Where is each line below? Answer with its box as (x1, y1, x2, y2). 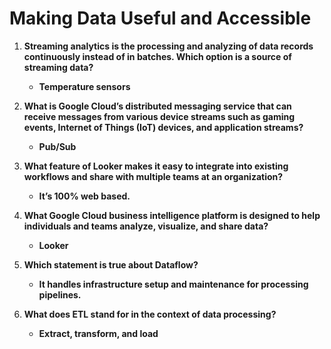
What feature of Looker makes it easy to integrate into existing (23, 160, 289, 172)
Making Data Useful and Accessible (9, 7, 312, 30)
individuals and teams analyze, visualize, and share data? (23, 220, 269, 232)
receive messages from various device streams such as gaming (23, 110, 296, 122)
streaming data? (23, 61, 94, 73)
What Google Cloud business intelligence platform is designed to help (23, 209, 321, 221)
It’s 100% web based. (38, 190, 131, 202)
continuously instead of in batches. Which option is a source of (23, 50, 292, 62)
